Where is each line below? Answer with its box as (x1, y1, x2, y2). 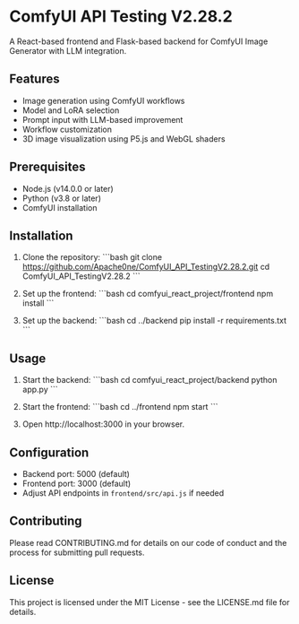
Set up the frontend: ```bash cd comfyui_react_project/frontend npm (21, 289, 274, 299)
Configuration (9, 445, 90, 460)
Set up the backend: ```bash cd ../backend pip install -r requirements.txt (21, 316, 287, 326)
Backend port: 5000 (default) (21, 469, 130, 479)
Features (9, 72, 60, 87)
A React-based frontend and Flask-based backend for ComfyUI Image (9, 36, 269, 47)
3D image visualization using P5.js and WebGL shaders (21, 133, 226, 144)
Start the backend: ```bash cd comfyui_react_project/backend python (21, 375, 278, 386)
